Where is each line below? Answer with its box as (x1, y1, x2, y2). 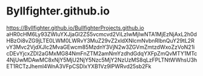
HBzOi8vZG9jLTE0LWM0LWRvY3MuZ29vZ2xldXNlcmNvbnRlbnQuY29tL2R (6, 37, 195, 44)
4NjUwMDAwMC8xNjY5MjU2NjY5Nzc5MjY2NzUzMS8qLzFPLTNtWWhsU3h (6, 56, 198, 63)
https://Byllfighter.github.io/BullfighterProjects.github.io (6, 24, 144, 31)
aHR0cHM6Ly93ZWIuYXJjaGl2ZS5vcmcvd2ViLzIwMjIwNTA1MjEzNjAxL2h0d (6, 30, 197, 37)
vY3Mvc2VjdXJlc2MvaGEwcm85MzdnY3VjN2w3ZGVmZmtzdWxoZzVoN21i (6, 43, 195, 51)
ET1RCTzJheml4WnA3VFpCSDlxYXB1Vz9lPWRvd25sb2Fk (6, 62, 151, 70)
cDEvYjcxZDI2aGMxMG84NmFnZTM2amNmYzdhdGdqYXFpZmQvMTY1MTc (6, 49, 198, 57)
